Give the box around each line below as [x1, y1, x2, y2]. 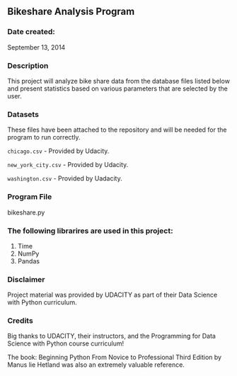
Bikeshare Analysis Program [7, 6, 135, 18]
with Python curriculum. [7, 298, 77, 307]
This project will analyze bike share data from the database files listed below [7, 76, 230, 85]
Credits [7, 316, 33, 326]
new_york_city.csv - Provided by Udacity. [7, 161, 129, 169]
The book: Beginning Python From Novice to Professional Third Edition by [7, 353, 221, 362]
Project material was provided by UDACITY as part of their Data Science [7, 290, 218, 300]
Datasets [7, 109, 39, 119]
